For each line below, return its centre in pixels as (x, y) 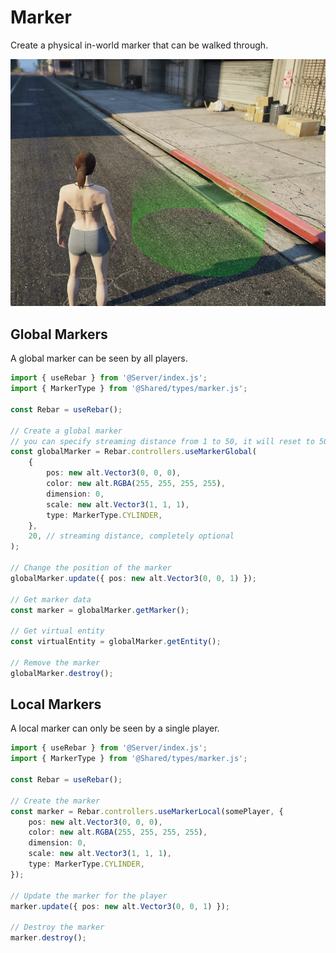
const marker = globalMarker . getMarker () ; (100, 610)
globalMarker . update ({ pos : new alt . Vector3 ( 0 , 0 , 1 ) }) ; (133, 578)
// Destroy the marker (57, 927)
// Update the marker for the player (89, 896)
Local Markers (56, 704)
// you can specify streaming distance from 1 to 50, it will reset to (162, 441)
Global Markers (59, 334)
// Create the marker (55, 801)
